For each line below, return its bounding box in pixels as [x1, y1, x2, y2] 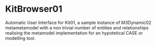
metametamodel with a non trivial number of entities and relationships [5, 24, 149, 30]
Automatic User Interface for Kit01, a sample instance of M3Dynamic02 [5, 20, 152, 25]
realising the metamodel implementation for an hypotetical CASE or [5, 30, 143, 36]
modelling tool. [5, 35, 36, 41]
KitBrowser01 [5, 3, 62, 15]
